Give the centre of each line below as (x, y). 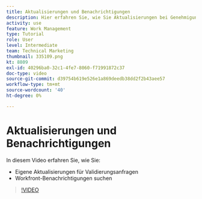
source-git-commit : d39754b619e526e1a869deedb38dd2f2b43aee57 (86, 79)
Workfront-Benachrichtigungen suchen (63, 178)
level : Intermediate (32, 46)
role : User (20, 40)
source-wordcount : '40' (36, 90)
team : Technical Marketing (40, 51)
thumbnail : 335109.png (35, 57)
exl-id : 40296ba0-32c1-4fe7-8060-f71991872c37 (66, 68)
